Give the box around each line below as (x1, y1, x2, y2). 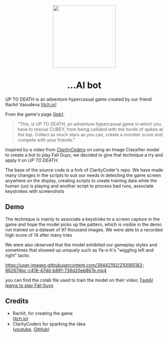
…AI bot (67, 80, 102, 91)
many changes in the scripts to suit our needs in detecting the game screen (5, 172, 161, 178)
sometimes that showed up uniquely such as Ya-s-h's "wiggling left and (5, 247, 154, 253)
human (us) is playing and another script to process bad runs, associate (5, 183, 154, 189)
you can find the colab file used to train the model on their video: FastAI (5, 277, 153, 283)
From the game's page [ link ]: (5, 111, 65, 117)
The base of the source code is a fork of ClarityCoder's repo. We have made (5, 167, 163, 173)
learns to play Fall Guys (5, 282, 54, 288)
